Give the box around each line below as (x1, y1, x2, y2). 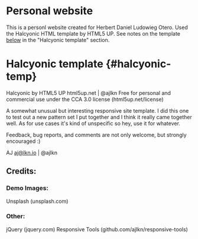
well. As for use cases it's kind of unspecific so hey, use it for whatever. (6, 120, 180, 127)
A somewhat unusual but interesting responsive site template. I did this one (6, 107, 189, 114)
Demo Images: (6, 184, 49, 192)
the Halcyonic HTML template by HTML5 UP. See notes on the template (6, 30, 181, 37)
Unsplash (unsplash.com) (6, 197, 69, 205)
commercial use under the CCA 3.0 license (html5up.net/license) (6, 95, 164, 103)
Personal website (6, 4, 93, 18)
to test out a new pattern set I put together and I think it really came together (6, 113, 192, 120)
